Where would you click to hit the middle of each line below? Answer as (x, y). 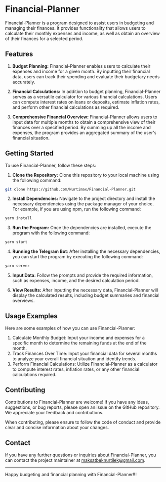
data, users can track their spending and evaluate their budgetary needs (86, 76)
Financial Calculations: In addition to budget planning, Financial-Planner (86, 91)
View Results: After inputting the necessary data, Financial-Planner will (85, 290)
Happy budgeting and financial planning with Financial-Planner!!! (71, 474)
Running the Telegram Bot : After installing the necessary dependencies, (86, 251)
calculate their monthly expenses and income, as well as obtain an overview (83, 33)
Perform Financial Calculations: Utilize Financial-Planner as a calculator (85, 364)
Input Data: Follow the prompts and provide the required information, (83, 275)
